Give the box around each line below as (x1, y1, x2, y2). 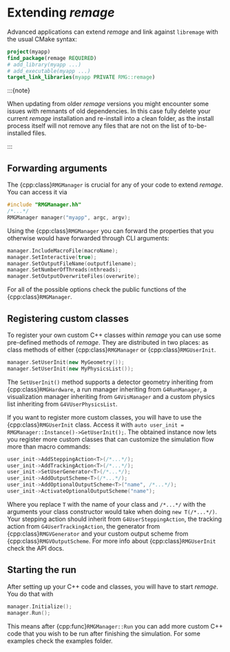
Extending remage (7, 5, 115, 21)
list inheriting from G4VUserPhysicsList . (7, 400, 118, 408)
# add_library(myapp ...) (7, 61, 81, 68)
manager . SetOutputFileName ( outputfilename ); (7, 260, 137, 267)
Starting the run (7, 564, 77, 576)
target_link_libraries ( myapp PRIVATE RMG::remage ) (7, 74, 156, 81)
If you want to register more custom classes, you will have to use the (7, 413, 202, 421)
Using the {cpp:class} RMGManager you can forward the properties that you (7, 226, 214, 235)
